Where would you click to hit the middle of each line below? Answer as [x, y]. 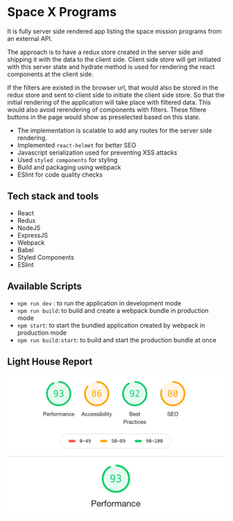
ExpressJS [33, 235]
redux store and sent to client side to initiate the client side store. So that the [116, 95]
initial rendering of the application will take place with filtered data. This [109, 102]
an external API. [30, 38]
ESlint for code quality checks [60, 175]
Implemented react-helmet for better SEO [77, 145]
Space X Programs [62, 12]
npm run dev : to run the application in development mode [99, 303]
